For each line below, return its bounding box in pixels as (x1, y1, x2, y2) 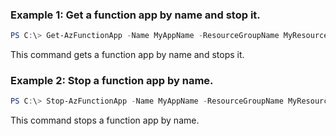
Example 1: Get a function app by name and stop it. (10, 8, 261, 22)
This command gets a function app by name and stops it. (10, 49, 245, 61)
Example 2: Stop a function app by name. (10, 74, 214, 88)
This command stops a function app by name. (10, 114, 200, 127)
